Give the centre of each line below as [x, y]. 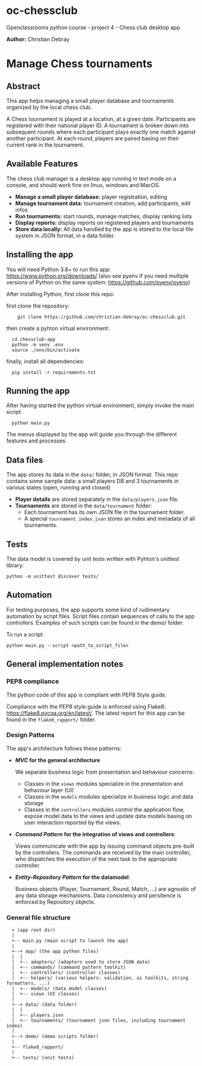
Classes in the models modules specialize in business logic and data [109, 796]
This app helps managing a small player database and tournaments [90, 100]
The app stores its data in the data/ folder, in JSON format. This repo [92, 475]
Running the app [38, 390]
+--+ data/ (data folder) [45, 1005]
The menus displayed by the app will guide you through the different [92, 435]
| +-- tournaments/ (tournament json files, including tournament [99, 1021]
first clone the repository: [38, 306]
